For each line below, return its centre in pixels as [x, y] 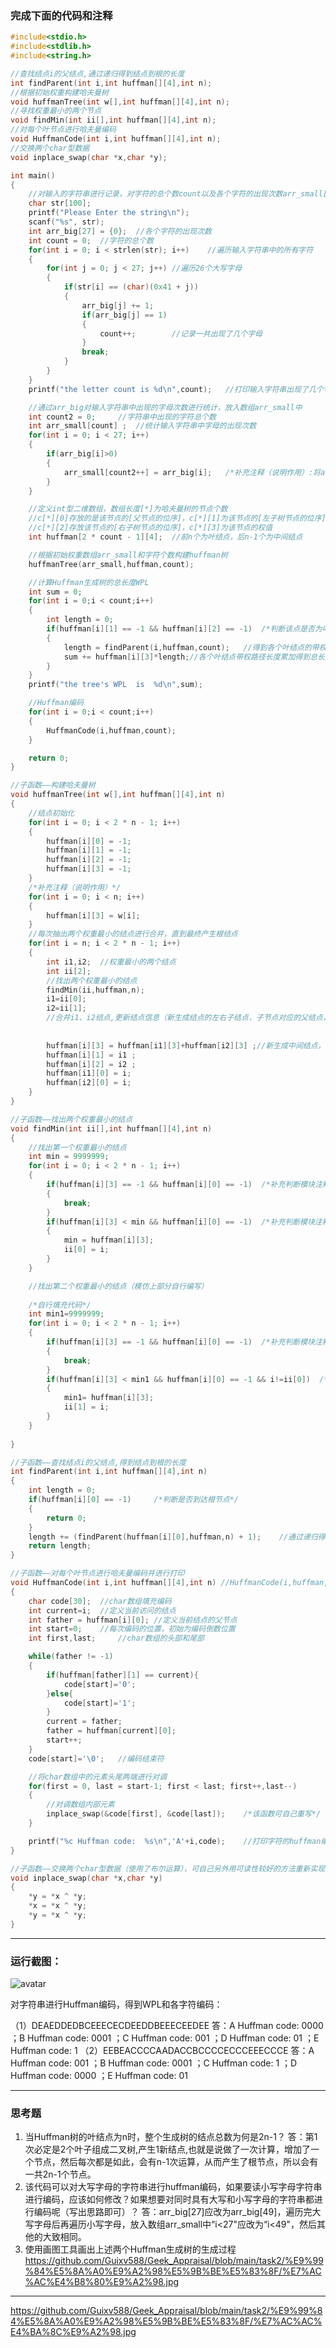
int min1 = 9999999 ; [66, 1314]
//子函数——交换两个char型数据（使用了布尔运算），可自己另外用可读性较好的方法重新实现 [168, 1868]
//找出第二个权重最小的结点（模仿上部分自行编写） [118, 1286]
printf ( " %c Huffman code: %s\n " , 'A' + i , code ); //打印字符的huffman [175, 1841]
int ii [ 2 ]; [69, 971]
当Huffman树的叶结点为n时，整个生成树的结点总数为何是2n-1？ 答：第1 [171, 2137]
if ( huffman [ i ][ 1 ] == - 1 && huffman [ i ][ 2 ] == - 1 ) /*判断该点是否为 [184, 629]
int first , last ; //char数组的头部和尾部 [116, 1638]
